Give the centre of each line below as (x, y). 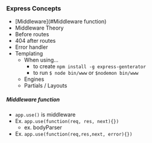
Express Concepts (34, 8)
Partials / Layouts (46, 86)
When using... (41, 60)
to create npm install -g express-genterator (90, 66)
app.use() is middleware (45, 115)
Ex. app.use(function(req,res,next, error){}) (74, 134)
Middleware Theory (39, 28)
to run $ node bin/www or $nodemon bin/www (86, 73)
